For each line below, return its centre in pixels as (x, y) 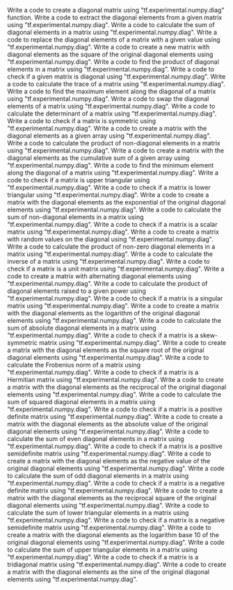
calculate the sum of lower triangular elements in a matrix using (98, 513)
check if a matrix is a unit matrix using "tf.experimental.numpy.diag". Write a (116, 269)
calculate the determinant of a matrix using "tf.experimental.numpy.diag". (112, 113)
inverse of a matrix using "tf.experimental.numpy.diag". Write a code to (109, 261)
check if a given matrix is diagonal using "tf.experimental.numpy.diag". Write (116, 77)
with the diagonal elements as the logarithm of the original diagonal (104, 313)
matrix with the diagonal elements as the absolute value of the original (108, 424)
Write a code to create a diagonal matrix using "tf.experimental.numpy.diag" (116, 10)
